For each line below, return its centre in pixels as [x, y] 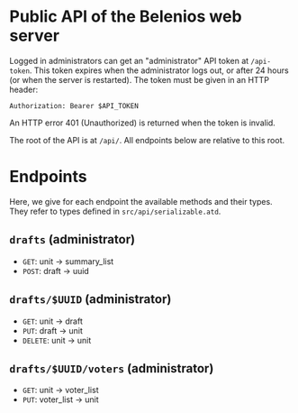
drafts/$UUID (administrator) [90, 299]
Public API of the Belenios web [126, 17]
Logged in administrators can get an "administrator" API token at [129, 60]
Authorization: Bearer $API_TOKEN [74, 106]
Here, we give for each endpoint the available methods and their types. [141, 201]
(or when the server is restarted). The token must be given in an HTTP [140, 79]
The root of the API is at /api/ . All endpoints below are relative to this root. [147, 140]
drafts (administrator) [72, 239]
